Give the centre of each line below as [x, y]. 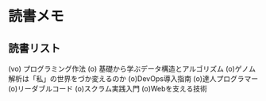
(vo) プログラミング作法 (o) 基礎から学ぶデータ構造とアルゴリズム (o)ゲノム [132, 69]
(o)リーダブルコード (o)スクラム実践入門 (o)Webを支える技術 [108, 89]
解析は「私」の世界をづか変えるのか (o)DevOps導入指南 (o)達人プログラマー [133, 79]
